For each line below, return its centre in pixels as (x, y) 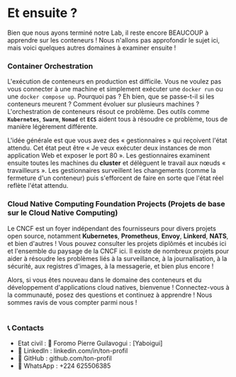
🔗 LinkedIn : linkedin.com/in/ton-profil (73, 351)
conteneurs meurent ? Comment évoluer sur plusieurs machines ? (103, 104)
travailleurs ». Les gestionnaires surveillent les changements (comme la (112, 171)
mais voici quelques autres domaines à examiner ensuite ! (92, 47)
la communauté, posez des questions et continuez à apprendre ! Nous (110, 295)
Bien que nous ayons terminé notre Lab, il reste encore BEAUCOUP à (108, 33)
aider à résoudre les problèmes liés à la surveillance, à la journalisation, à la (117, 258)
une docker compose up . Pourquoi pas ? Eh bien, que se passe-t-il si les (111, 96)
